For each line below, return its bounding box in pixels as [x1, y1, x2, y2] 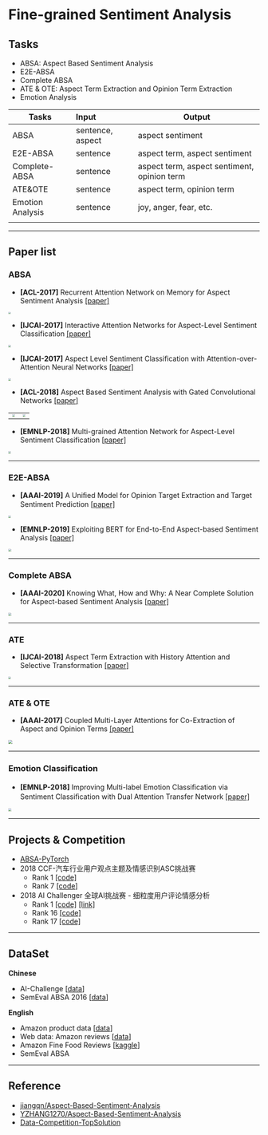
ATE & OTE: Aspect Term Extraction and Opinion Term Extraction [19, 84, 233, 93]
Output [183, 112, 211, 122]
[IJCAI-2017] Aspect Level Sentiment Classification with [19, 354, 205, 364]
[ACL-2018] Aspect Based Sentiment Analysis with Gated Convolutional [19, 387, 256, 397]
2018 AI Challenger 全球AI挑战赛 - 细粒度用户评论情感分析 [19, 890, 211, 900]
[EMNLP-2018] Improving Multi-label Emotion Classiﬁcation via [19, 782, 229, 792]
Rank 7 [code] [31, 880, 78, 891]
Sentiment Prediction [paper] [19, 499, 116, 508]
